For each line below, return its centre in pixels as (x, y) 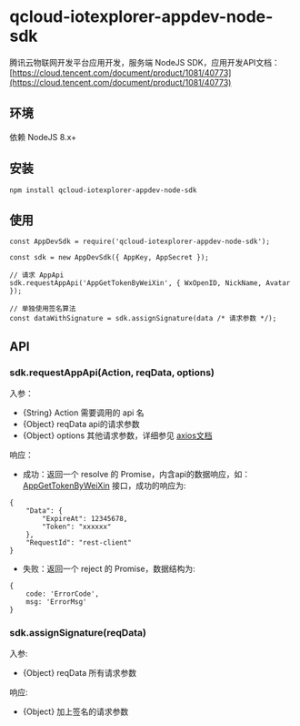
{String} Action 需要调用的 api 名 (83, 413)
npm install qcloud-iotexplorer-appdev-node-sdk (103, 190)
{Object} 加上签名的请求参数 (75, 711)
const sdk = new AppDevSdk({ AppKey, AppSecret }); (109, 258)
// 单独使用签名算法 (43, 309)
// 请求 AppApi (37, 275)
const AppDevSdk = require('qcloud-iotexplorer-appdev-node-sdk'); (140, 242)
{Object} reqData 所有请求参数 (80, 673)
